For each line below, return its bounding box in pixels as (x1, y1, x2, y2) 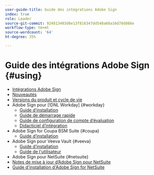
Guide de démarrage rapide (19, 112, 76, 118)
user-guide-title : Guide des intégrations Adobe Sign (5, 7, 117, 12)
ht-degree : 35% (5, 35, 36, 40)
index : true (5, 12, 29, 17)
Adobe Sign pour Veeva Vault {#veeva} (12, 138, 91, 144)
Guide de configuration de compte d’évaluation (19, 117, 114, 123)
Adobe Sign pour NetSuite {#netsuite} (12, 153, 89, 159)
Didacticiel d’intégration (19, 123, 67, 129)
